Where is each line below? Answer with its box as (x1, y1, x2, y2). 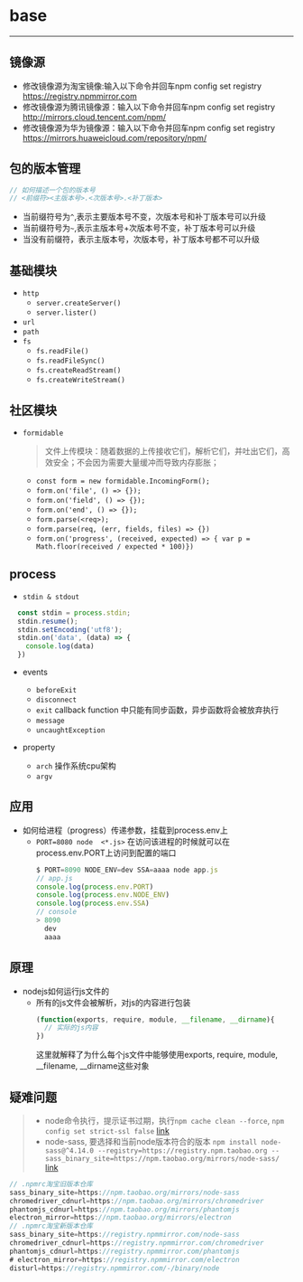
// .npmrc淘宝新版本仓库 (9, 1221, 93, 1230)
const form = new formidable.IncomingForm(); (35, 476, 210, 485)
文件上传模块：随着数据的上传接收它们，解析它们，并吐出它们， (44, 445, 282, 457)
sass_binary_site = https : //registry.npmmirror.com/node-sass (9, 1230, 241, 1240)
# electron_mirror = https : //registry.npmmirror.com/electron (9, 1255, 241, 1264)
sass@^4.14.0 (44, 1145, 95, 1155)
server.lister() (35, 308, 97, 317)
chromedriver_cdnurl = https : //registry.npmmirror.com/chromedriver (9, 1239, 264, 1248)
